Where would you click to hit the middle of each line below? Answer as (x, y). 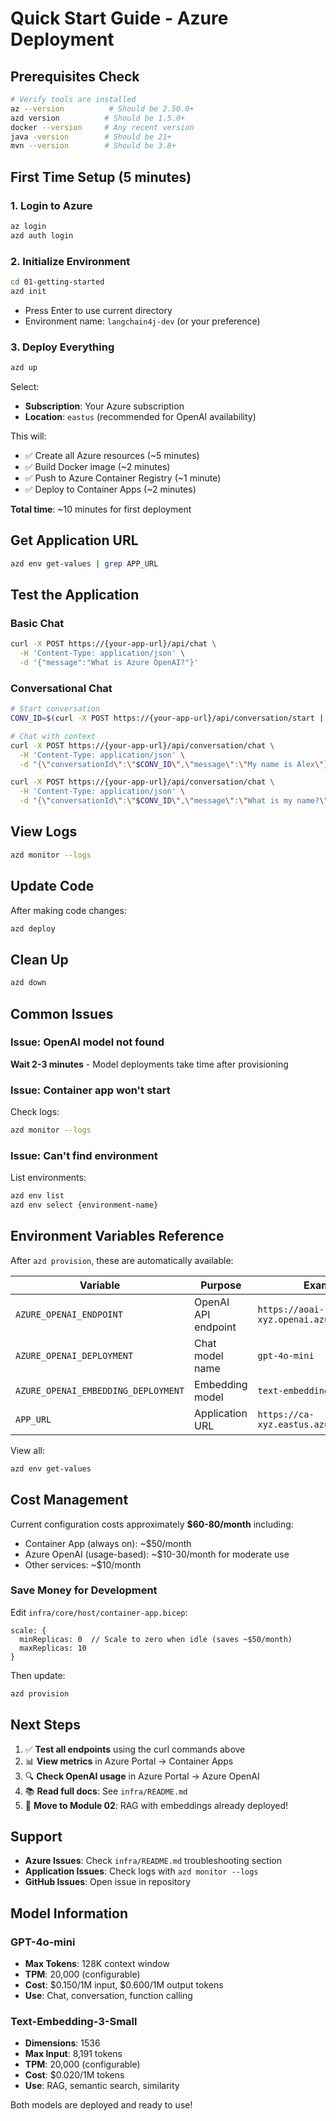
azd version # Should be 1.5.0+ (98, 118)
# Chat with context (53, 736)
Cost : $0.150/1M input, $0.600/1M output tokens (124, 1985)
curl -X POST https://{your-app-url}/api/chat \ (113, 644)
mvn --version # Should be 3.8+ (93, 146)
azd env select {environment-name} (84, 1205)
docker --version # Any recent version (102, 127)
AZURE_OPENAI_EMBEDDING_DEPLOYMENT (100, 1390)
